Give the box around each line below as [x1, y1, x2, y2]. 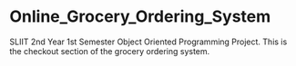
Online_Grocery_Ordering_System [9, 6, 271, 27]
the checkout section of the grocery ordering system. [9, 45, 210, 56]
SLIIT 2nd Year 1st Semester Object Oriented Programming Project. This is [9, 36, 288, 47]
